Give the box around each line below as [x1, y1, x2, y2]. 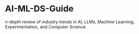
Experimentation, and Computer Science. [5, 24, 87, 29]
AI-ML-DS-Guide [5, 3, 74, 14]
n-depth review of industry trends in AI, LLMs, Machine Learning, [5, 19, 135, 25]
